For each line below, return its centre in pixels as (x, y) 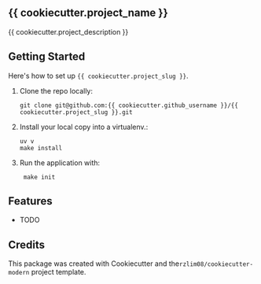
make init (39, 177)
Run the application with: (60, 162)
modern (19, 273)
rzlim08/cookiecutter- (217, 264)
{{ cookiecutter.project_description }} (68, 31)
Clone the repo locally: (56, 90)
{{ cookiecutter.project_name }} (88, 13)
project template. (59, 272)
